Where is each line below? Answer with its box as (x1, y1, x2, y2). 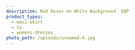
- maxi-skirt (11, 19, 43, 25)
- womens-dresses (11, 30, 54, 36)
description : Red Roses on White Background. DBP (6, 8, 130, 14)
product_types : (6, 14, 43, 20)
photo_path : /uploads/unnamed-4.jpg (6, 35, 95, 41)
